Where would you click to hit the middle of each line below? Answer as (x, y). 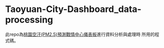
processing (29, 20)
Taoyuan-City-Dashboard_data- (73, 9)
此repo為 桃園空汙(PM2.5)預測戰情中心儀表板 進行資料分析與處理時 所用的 (80, 34)
